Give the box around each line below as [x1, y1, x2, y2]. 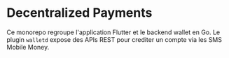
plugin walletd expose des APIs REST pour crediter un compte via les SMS [6, 35, 222, 43]
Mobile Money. [6, 43, 50, 51]
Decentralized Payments [6, 5, 153, 21]
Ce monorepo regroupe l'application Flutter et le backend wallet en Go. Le [6, 28, 221, 36]
